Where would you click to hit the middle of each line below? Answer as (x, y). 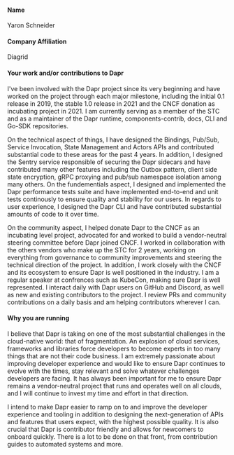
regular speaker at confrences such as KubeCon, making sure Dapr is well (114, 280)
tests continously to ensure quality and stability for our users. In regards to (115, 199)
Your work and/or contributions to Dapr (66, 73)
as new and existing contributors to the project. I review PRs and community (117, 294)
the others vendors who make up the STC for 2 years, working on (101, 250)
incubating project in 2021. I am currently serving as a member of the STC (114, 111)
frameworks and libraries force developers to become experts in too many (114, 348)
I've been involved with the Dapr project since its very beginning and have (114, 88)
